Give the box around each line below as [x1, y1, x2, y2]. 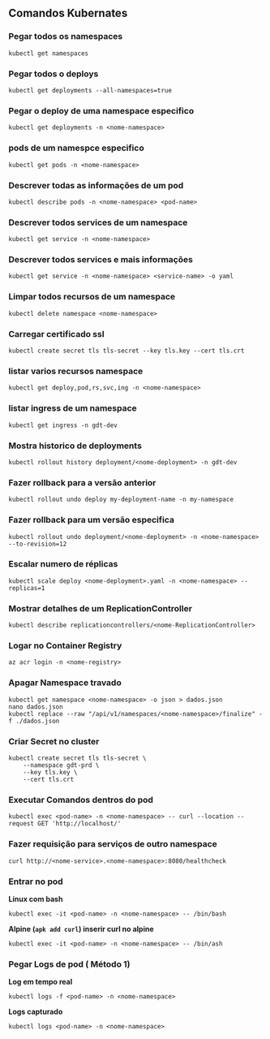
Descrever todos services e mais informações [8, 254, 193, 265]
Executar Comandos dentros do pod [8, 794, 154, 805]
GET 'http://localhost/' [37, 820, 122, 828]
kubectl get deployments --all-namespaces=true [8, 86, 173, 94]
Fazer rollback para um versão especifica [8, 515, 174, 526]
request [8, 820, 35, 828]
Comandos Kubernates [8, 6, 128, 20]
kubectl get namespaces [8, 49, 89, 58]
